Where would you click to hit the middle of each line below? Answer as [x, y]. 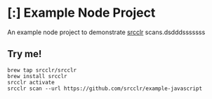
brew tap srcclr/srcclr [42, 70]
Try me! [25, 54]
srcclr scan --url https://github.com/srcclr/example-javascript [105, 89]
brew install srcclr [38, 76]
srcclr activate [31, 82]
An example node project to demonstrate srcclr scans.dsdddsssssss [106, 32]
